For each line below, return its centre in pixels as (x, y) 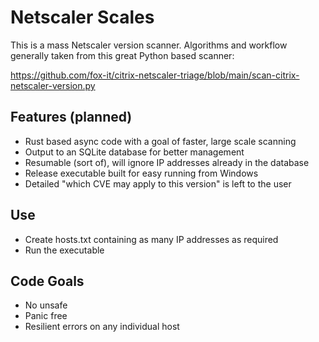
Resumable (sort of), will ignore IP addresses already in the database (167, 162)
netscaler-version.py (53, 85)
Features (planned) (71, 117)
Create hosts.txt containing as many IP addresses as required (151, 239)
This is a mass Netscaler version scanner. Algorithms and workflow (149, 45)
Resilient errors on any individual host (102, 327)
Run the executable (64, 250)
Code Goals (47, 281)
